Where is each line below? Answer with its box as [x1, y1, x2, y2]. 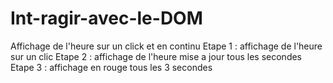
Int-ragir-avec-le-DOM [10, 7, 203, 30]
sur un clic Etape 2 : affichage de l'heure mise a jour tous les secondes [10, 50, 303, 62]
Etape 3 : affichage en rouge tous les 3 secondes [10, 61, 213, 73]
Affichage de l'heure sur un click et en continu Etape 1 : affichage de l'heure [10, 40, 323, 52]
